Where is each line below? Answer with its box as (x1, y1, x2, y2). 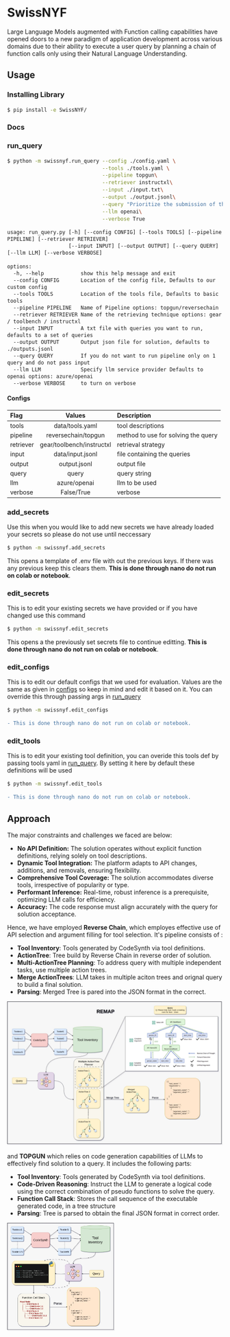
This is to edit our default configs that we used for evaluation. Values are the (7, 678, 222, 686)
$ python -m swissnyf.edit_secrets (7, 626, 109, 632)
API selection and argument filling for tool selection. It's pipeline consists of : (7, 930, 223, 939)
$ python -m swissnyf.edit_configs (7, 707, 109, 713)
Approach (7, 812, 51, 825)
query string (116, 469, 152, 477)
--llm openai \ (101, 208, 142, 215)
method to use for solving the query (116, 431, 218, 439)
